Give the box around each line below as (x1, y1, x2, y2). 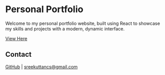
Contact (5, 50, 32, 59)
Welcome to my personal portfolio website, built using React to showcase (5, 20, 160, 26)
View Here (5, 35, 28, 42)
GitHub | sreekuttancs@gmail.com (5, 63, 78, 69)
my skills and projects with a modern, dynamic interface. (5, 25, 125, 31)
